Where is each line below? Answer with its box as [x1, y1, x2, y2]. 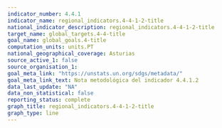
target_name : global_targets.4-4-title [7, 30, 126, 38]
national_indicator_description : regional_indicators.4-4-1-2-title [7, 23, 215, 31]
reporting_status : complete [7, 97, 91, 104]
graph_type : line [7, 110, 59, 117]
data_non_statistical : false [7, 90, 94, 97]
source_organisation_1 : [7, 63, 78, 70]
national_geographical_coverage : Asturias [7, 50, 135, 58]
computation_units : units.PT [7, 43, 94, 50]
